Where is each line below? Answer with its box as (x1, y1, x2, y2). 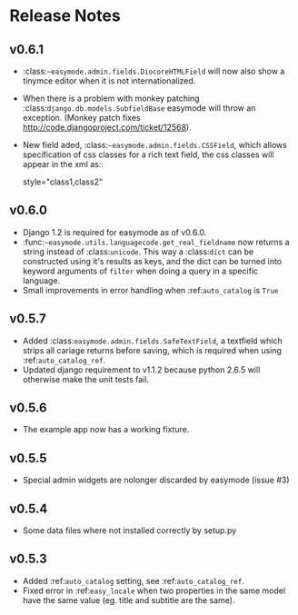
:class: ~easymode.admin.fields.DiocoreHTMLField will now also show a (22, 65, 285, 76)
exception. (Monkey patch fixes (22, 113, 141, 123)
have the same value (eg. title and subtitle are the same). (22, 594, 235, 605)
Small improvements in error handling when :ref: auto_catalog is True (22, 284, 279, 295)
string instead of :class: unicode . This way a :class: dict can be (22, 246, 254, 257)
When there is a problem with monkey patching (22, 93, 200, 104)
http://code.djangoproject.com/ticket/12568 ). (22, 122, 193, 133)
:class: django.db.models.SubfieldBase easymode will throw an (22, 103, 256, 114)
